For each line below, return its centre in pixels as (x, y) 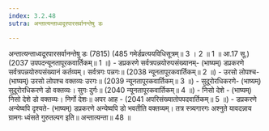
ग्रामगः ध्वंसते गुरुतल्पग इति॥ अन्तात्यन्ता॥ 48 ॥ (70, 117)
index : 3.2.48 (32, 16)
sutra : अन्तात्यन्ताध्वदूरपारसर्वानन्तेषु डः (56, 23)
